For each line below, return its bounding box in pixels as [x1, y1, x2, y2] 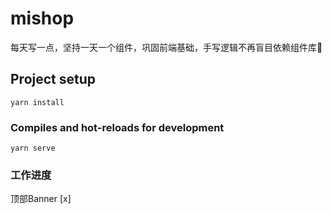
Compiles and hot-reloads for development [10, 120, 225, 134]
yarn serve [10, 143, 56, 154]
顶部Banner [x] [10, 193, 72, 205]
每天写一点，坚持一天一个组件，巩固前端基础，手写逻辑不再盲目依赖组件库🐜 [10, 41, 323, 53]
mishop [10, 7, 75, 30]
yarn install [10, 97, 65, 107]
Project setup [10, 71, 97, 88]
